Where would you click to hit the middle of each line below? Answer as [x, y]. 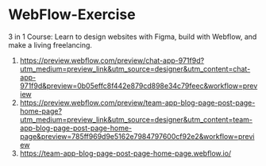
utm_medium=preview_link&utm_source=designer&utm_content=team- [136, 119]
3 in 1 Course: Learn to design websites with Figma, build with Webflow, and [133, 37]
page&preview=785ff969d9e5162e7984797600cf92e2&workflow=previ [137, 136]
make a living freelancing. [50, 44]
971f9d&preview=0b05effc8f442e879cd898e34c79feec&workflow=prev [139, 86]
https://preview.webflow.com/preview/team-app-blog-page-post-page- [137, 102]
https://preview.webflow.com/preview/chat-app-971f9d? [112, 60]
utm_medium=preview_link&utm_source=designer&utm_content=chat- [135, 68]
